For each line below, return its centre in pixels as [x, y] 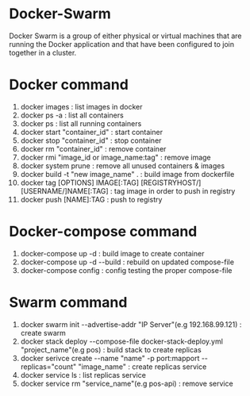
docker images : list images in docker [81, 106]
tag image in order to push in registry [175, 190]
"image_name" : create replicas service [142, 367]
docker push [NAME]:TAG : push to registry [91, 199]
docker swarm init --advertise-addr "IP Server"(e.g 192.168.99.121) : [131, 324]
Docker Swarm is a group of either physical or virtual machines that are [125, 36]
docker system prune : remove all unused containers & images [123, 165]
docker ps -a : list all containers [72, 115]
